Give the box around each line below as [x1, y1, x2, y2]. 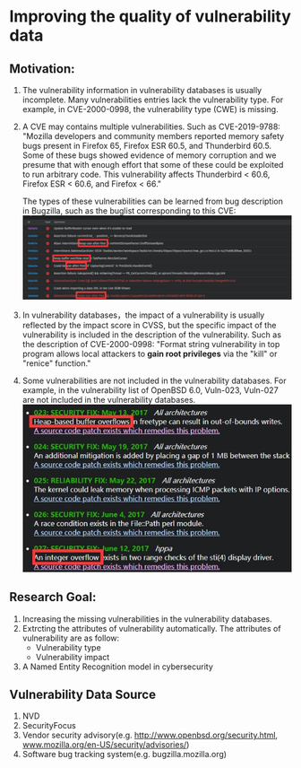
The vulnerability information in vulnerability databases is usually [21, 85, 262, 95]
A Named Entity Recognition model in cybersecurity [21, 661, 213, 672]
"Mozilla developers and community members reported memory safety [21, 131, 285, 141]
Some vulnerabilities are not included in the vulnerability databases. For [21, 375, 287, 387]
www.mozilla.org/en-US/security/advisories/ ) [21, 739, 190, 750]
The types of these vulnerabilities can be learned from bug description [21, 196, 284, 206]
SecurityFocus [21, 720, 76, 731]
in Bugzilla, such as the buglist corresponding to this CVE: [21, 205, 236, 216]
